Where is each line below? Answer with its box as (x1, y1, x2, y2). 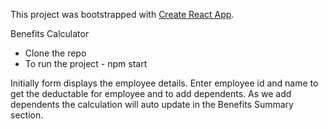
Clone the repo (24, 47, 87, 59)
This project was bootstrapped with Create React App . (10, 9, 235, 20)
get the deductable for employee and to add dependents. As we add (10, 88, 292, 99)
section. (10, 109, 44, 121)
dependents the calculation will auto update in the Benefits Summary (10, 99, 294, 110)
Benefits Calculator (10, 28, 90, 39)
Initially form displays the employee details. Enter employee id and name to (10, 77, 319, 89)
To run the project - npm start (24, 58, 148, 69)
